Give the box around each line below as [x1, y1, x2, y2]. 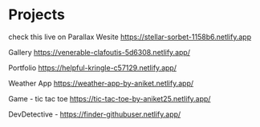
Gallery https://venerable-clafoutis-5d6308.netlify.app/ [8, 47, 191, 57]
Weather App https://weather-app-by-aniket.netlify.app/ [8, 78, 194, 88]
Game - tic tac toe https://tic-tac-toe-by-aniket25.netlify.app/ [8, 93, 211, 103]
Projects [8, 6, 66, 24]
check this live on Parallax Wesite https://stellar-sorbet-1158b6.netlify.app [8, 32, 251, 42]
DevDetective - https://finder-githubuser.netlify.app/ [8, 109, 181, 119]
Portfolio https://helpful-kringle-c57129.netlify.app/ [8, 62, 177, 73]
